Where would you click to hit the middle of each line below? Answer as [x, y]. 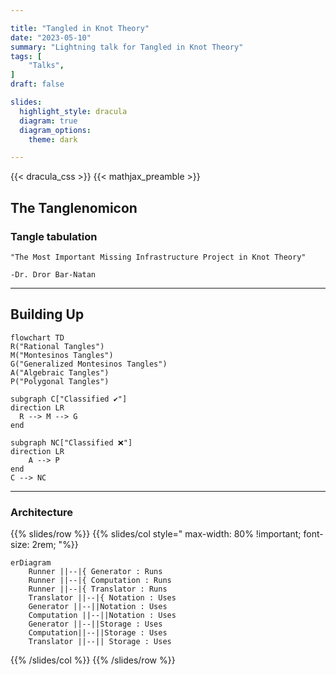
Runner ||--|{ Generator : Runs [95, 572]
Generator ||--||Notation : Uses [98, 607]
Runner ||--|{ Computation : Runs [100, 581]
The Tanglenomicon [74, 207]
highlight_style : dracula [73, 111]
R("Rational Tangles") [57, 346]
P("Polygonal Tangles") [60, 381]
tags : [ [26, 56]
